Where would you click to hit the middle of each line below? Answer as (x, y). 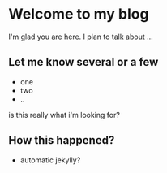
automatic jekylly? (50, 160)
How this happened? (62, 140)
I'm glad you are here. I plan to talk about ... (81, 37)
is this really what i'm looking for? (64, 115)
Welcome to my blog (79, 14)
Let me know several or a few (83, 62)
